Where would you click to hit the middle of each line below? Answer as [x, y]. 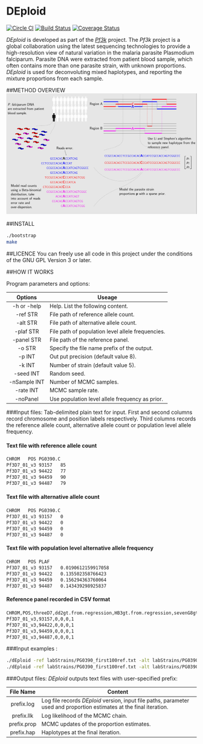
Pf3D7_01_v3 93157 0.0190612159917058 [58, 568]
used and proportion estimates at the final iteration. [105, 707]
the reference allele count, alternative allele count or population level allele [99, 425]
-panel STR [26, 340]
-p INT [27, 357]
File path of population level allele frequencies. [107, 331]
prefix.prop [23, 724]
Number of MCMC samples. [84, 382]
